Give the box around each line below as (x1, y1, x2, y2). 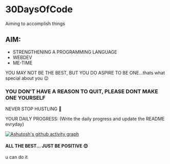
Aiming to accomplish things (5, 20, 66, 27)
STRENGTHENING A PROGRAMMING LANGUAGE (12, 49, 117, 55)
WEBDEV (12, 54, 32, 60)
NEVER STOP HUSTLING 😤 (5, 106, 62, 112)
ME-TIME (12, 60, 33, 66)
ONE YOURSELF (5, 94, 46, 101)
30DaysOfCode (5, 4, 73, 15)
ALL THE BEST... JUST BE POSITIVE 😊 (5, 143, 89, 149)
